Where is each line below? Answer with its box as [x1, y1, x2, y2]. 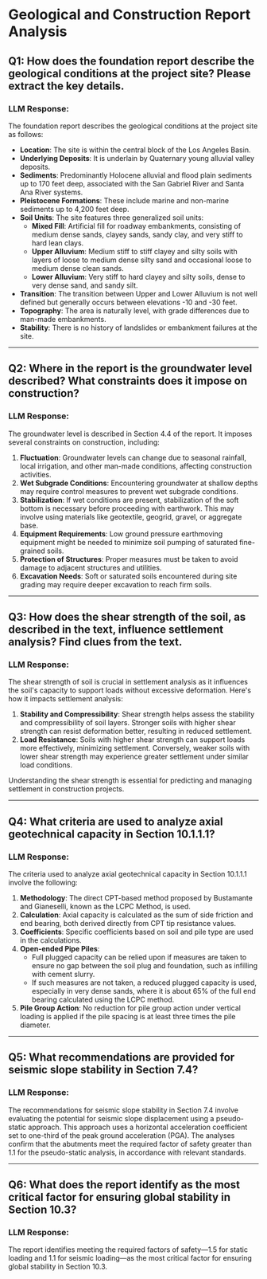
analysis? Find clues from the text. [8, 635, 183, 649]
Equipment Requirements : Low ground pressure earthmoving [19, 528, 223, 539]
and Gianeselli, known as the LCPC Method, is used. [19, 901, 191, 911]
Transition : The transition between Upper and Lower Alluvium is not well [19, 288, 258, 298]
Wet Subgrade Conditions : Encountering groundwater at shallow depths [19, 478, 258, 488]
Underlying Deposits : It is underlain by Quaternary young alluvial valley [19, 153, 255, 163]
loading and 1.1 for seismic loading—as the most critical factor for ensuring [8, 1253, 253, 1263]
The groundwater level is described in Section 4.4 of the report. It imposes [8, 429, 253, 438]
